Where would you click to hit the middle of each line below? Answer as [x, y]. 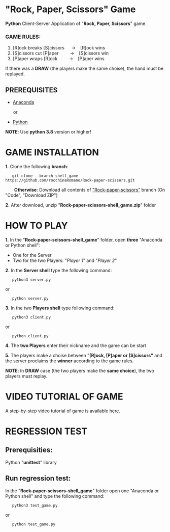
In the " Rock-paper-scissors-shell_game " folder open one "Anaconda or [82, 491]
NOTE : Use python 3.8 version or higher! [48, 132]
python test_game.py [34, 524]
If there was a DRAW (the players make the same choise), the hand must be [84, 69]
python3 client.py [31, 317]
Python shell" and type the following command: [55, 496]
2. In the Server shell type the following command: [59, 270]
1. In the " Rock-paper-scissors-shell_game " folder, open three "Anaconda [84, 240]
